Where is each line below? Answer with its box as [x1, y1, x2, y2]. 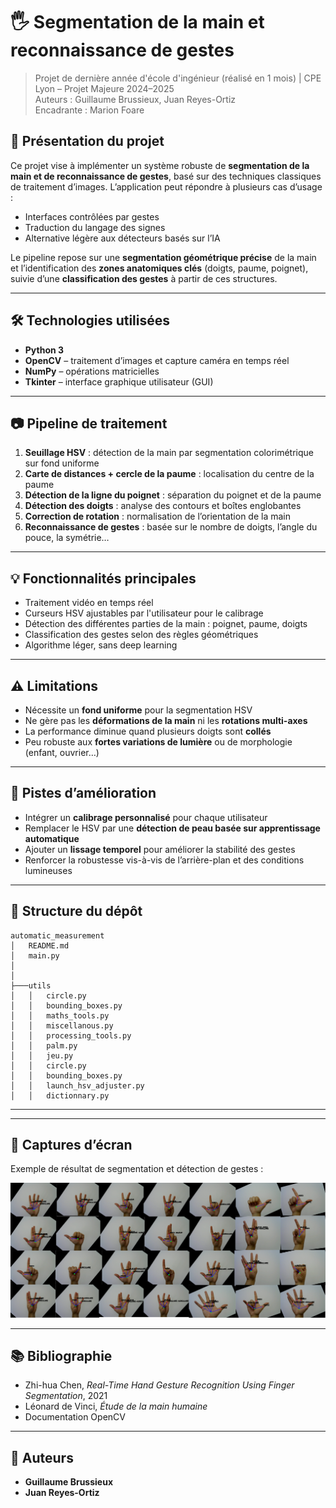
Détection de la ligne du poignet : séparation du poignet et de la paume [24, 489, 322, 501]
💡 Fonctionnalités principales [10, 570, 197, 587]
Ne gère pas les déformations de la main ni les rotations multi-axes [24, 715, 308, 726]
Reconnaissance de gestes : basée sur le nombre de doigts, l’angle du [24, 521, 318, 533]
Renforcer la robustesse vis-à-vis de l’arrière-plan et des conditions [24, 854, 305, 866]
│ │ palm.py [10, 1040, 78, 1051]
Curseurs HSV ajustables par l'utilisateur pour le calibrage [24, 607, 264, 619]
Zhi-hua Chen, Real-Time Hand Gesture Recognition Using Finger [24, 1379, 295, 1391]
